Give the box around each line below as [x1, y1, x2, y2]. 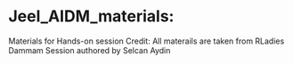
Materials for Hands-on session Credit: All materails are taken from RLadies [8, 36, 285, 46]
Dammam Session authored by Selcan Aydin [8, 44, 171, 55]
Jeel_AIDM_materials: [8, 6, 175, 27]
